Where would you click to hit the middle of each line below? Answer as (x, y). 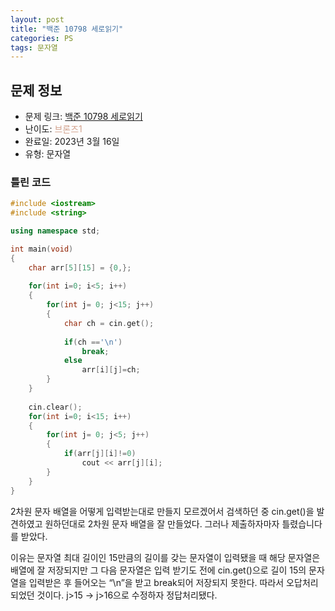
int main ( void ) (42, 249)
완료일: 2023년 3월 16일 (72, 142)
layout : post (37, 19)
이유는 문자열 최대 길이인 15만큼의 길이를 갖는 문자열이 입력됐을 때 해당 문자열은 (165, 557)
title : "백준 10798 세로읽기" (67, 29)
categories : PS (42, 38)
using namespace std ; (55, 231)
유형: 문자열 (48, 154)
